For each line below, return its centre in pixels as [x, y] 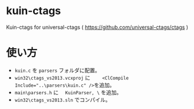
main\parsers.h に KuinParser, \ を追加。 [68, 92]
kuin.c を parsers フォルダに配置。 [57, 70]
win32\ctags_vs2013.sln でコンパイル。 [63, 100]
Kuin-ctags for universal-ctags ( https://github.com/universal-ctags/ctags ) [97, 27]
